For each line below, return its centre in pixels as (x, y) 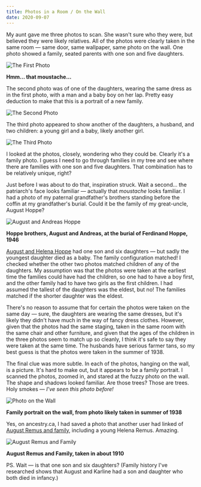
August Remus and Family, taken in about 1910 (65, 453)
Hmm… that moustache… (39, 77)
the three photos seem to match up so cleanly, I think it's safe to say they (96, 339)
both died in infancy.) (32, 477)
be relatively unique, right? (39, 173)
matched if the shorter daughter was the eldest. (65, 296)
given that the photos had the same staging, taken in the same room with (96, 326)
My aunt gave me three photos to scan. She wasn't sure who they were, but (100, 34)
